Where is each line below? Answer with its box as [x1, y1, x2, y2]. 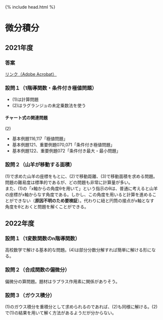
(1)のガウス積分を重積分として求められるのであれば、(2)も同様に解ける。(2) [5, 303, 158, 309]
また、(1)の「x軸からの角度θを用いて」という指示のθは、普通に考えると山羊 [5, 185, 158, 191]
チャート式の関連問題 [5, 114, 48, 121]
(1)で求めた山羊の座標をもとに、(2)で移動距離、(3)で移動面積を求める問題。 [5, 173, 158, 179]
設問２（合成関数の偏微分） [5, 267, 70, 273]
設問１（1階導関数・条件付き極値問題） [5, 85, 97, 91]
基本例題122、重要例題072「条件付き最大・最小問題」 [12, 148, 121, 154]
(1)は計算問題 [12, 97, 39, 103]
